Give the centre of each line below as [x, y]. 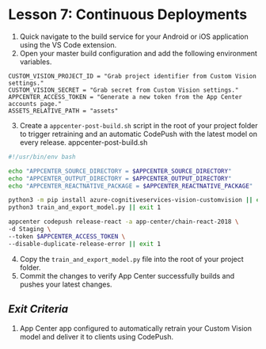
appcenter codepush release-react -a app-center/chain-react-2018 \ [123, 222]
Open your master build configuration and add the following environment [138, 53]
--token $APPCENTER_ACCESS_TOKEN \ [67, 236]
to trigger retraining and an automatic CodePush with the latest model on [138, 134]
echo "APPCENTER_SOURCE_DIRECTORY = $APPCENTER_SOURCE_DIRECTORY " [120, 171]
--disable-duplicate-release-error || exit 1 [84, 244]
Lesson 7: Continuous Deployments [128, 15]
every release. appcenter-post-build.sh [84, 142]
